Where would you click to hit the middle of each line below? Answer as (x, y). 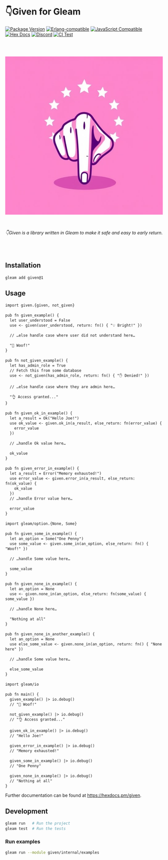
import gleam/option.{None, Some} (41, 524)
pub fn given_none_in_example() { (41, 584)
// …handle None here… (33, 609)
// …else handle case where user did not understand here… (72, 336)
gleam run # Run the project (38, 823)
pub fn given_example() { (32, 316)
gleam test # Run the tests (35, 829)
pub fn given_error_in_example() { (42, 469)
